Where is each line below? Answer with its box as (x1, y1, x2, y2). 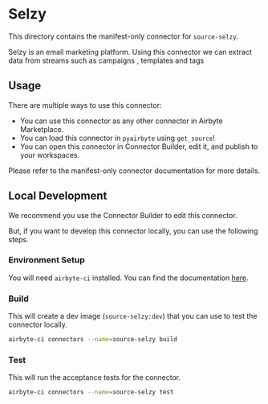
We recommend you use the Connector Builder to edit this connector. (8, 210, 238, 220)
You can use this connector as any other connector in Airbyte (19, 116, 223, 126)
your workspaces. (19, 150, 80, 159)
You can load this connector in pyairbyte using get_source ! (19, 133, 215, 142)
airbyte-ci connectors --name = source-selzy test (8, 388, 174, 397)
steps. (8, 234, 29, 244)
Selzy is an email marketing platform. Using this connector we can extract (8, 47, 253, 56)
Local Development (8, 189, 108, 203)
